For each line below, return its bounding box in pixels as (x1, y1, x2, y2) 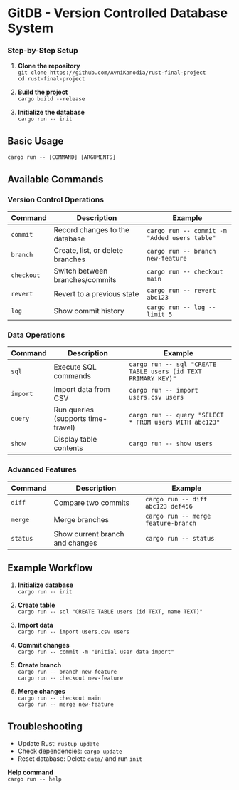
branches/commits (53, 274, 117, 284)
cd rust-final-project (17, 76, 85, 83)
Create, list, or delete (53, 245, 123, 255)
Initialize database (17, 581, 73, 589)
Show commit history (53, 306, 124, 316)
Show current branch (53, 529, 124, 539)
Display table (53, 435, 97, 445)
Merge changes (17, 687, 65, 696)
